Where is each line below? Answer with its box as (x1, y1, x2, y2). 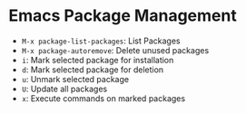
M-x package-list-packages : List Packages (21, 35, 181, 46)
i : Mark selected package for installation (21, 54, 174, 65)
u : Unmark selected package (21, 73, 129, 84)
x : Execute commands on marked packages (21, 92, 186, 104)
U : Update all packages (21, 83, 108, 94)
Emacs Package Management (8, 5, 237, 26)
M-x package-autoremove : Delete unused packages (21, 44, 210, 55)
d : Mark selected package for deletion (21, 64, 164, 75)
